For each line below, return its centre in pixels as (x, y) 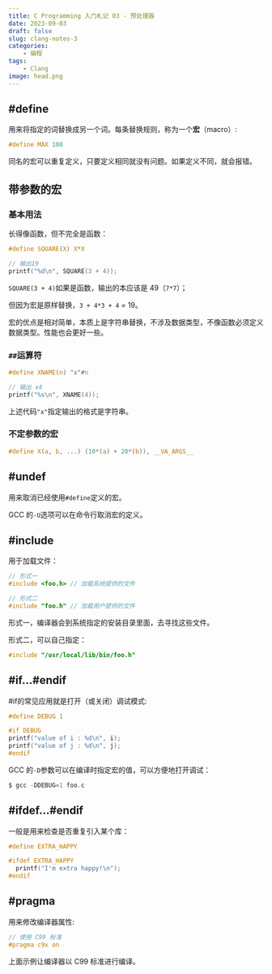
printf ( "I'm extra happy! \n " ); (68, 869)
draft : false (30, 31)
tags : (17, 62)
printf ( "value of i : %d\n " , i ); (65, 738)
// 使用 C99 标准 (35, 937)
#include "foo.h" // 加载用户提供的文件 (72, 606)
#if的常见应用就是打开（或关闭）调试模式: (78, 701)
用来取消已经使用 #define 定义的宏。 (68, 497)
